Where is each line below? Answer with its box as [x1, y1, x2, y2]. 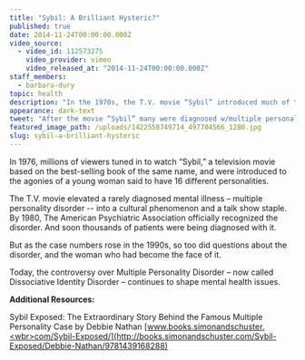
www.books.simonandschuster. [146, 321, 265, 332]
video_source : [9, 38, 64, 48]
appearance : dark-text [9, 106, 95, 115]
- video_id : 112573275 [17, 47, 103, 56]
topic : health [9, 89, 64, 98]
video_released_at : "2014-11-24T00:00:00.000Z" [25, 64, 209, 73]
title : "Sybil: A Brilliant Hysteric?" [9, 13, 161, 23]
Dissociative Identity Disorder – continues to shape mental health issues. [9, 276, 281, 287]
